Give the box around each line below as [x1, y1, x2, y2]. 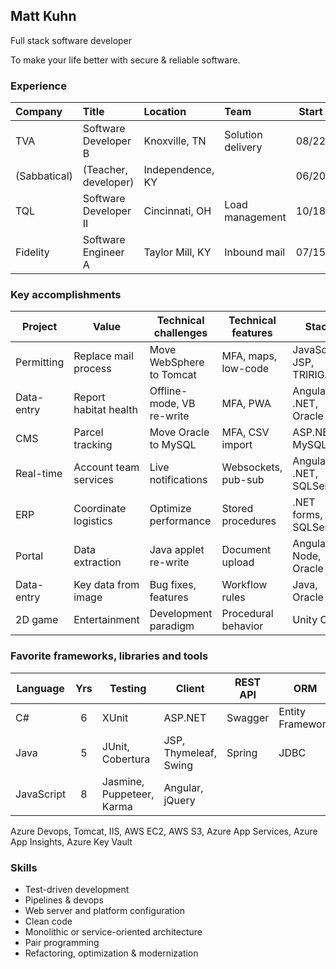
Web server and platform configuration [24, 905, 185, 916]
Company [15, 105, 63, 119]
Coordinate [73, 502, 127, 516]
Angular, [163, 780, 204, 794]
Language [16, 681, 65, 695]
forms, [292, 508, 323, 522]
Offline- [149, 384, 188, 398]
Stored [221, 502, 254, 516]
